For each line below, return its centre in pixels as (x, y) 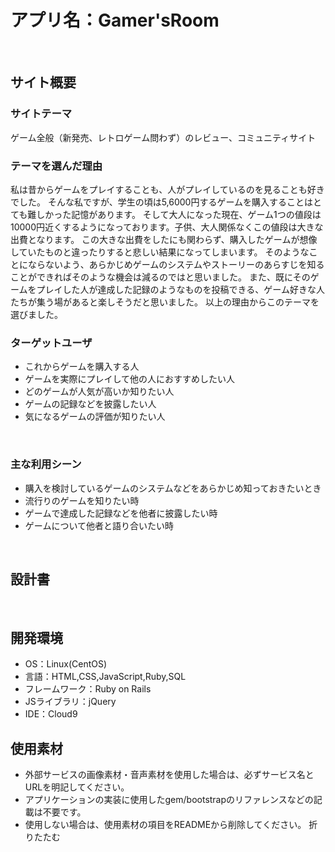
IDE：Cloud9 (51, 714)
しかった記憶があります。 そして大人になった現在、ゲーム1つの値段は (179, 214)
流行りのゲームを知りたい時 (82, 500)
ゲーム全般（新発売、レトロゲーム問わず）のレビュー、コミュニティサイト (163, 137)
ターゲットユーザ (51, 343)
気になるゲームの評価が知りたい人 (95, 417)
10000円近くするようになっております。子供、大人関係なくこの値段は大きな (167, 227)
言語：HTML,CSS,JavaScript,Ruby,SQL (105, 677)
